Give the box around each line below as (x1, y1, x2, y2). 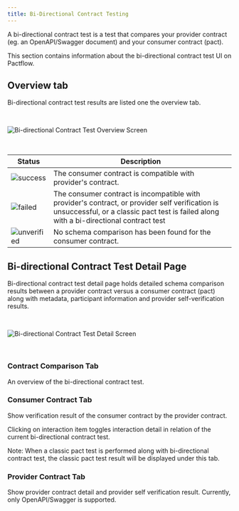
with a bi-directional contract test (53, 216, 166, 226)
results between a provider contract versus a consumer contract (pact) (7, 287, 216, 295)
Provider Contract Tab (7, 471, 85, 481)
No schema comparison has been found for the (53, 227, 211, 237)
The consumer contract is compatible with (53, 169, 195, 179)
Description (120, 157, 161, 167)
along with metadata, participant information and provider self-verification (7, 295, 225, 303)
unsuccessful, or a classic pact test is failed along (53, 207, 220, 217)
